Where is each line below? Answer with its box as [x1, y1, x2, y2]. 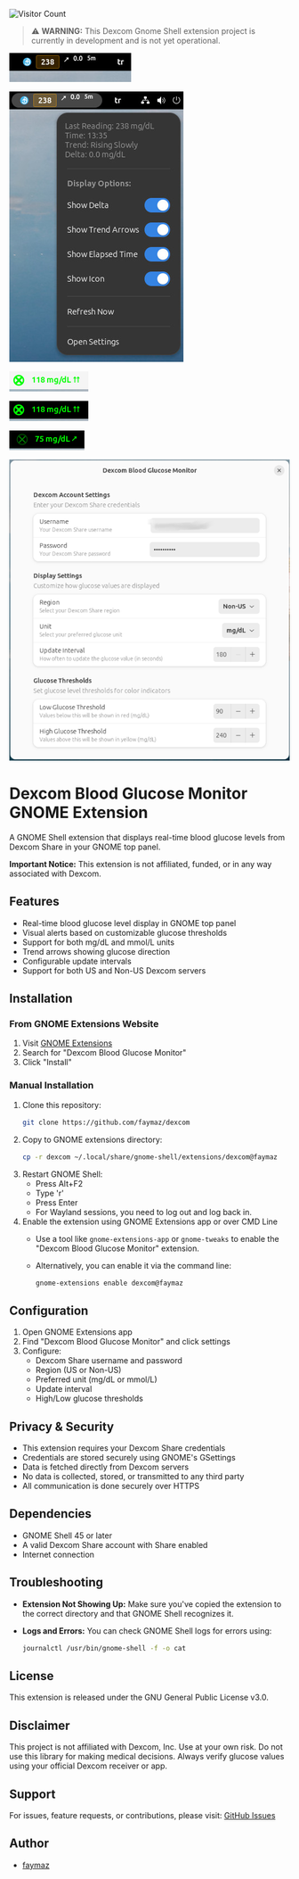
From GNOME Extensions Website [9, 1018, 159, 1031]
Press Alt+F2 [35, 1178, 84, 1188]
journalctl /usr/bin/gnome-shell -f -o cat [21, 1643, 187, 1652]
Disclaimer [9, 1718, 70, 1733]
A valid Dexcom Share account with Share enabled [21, 1539, 208, 1550]
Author [9, 1836, 49, 1851]
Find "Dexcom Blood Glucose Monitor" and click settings [21, 1337, 231, 1347]
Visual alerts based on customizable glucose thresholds [21, 927, 228, 938]
